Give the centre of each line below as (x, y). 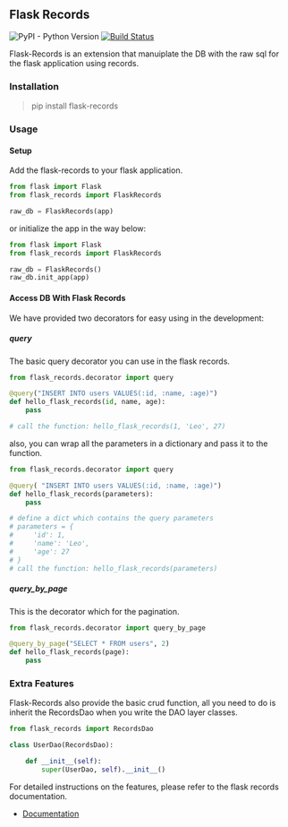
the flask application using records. (74, 63)
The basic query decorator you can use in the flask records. (120, 361)
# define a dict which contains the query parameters (112, 519)
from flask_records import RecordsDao (81, 729)
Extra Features (42, 683)
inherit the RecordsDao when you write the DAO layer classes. (124, 712)
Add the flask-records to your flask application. (96, 170)
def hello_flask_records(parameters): (81, 494)
